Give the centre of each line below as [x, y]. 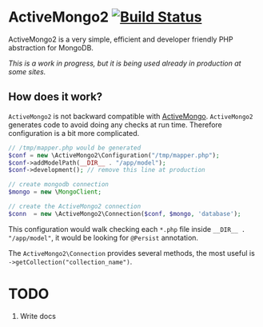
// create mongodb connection [59, 185]
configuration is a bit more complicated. [74, 133]
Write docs [38, 316]
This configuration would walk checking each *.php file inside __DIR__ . [127, 229]
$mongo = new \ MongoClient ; [55, 192]
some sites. [27, 71]
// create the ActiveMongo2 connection [75, 206]
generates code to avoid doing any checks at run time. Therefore [115, 125]
